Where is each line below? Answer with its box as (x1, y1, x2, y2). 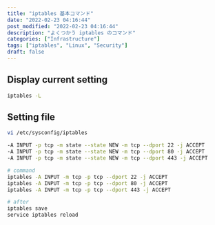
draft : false (7, 49, 45, 56)
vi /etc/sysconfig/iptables (7, 129, 88, 136)
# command (7, 167, 36, 174)
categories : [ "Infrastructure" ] (7, 36, 100, 43)
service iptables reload (7, 211, 79, 219)
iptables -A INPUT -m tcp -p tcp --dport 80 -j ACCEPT (7, 180, 168, 186)
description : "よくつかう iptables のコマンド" (7, 29, 136, 36)
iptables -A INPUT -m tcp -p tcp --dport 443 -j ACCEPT (7, 186, 171, 193)
